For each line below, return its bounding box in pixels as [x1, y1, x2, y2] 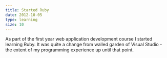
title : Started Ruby [5, 7, 50, 13]
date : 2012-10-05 [5, 12, 43, 17]
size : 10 [5, 22, 24, 27]
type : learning [5, 17, 38, 22]
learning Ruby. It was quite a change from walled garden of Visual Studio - [5, 42, 162, 48]
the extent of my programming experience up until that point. [5, 47, 134, 53]
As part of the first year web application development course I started [5, 36, 153, 42]
